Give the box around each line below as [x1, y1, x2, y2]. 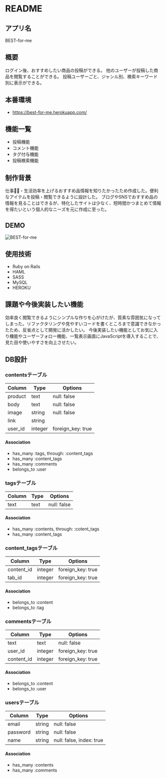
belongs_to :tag [12, 604, 44, 610]
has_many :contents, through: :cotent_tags [12, 526, 100, 532]
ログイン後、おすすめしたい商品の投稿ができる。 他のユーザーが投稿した [5, 67, 154, 73]
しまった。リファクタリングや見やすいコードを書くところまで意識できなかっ [5, 320, 161, 326]
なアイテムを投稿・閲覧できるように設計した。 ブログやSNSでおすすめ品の [5, 194, 158, 200]
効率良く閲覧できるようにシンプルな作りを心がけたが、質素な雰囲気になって [5, 314, 161, 320]
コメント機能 [12, 145, 39, 151]
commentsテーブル [5, 618, 52, 625]
